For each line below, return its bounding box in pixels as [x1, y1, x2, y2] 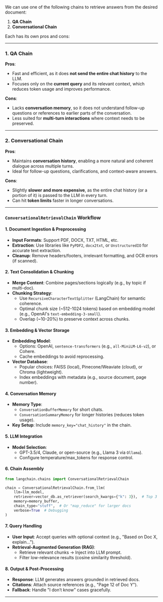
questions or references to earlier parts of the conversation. [12, 110, 132, 116]
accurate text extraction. [12, 247, 62, 253]
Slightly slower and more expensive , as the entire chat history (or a [12, 187, 147, 193]
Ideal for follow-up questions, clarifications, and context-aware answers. [12, 168, 158, 174]
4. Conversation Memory [5, 390, 57, 396]
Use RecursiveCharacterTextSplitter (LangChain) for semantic [19, 295, 146, 301]
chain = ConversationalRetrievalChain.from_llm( [5, 485, 105, 490]
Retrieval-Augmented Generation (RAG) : [12, 544, 96, 550]
